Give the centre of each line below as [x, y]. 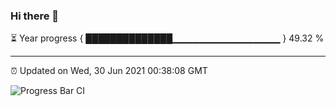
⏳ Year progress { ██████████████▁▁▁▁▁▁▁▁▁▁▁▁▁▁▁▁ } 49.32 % [167, 38]
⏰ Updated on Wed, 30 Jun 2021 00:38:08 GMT [109, 71]
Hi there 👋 [35, 16]
